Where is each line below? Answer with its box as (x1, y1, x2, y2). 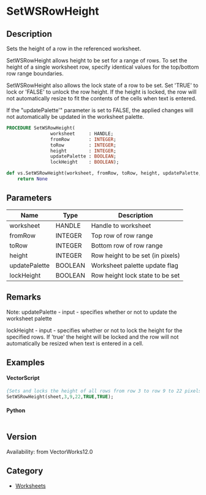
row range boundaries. (6, 70, 64, 77)
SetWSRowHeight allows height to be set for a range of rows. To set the (6, 57, 188, 64)
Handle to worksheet (91, 221, 151, 230)
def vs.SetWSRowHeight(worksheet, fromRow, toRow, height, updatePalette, (6, 170, 202, 176)
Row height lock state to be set (91, 271, 180, 279)
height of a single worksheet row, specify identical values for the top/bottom (6, 63, 199, 70)
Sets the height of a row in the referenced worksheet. (6, 45, 142, 52)
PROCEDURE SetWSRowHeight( (6, 125, 75, 131)
